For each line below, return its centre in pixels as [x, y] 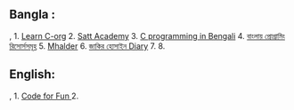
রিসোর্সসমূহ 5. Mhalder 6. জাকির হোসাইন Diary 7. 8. [87, 46]
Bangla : [33, 15]
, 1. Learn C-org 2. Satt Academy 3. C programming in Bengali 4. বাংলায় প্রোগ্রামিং [147, 35]
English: [33, 75]
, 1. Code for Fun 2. [44, 96]
